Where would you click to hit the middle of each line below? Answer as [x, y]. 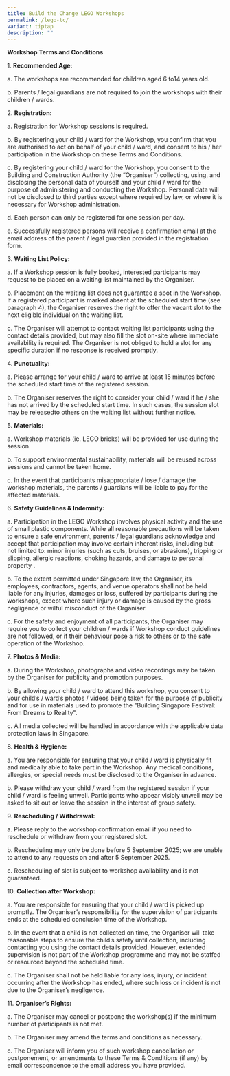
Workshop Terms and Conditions [55, 52]
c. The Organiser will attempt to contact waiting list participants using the [111, 329]
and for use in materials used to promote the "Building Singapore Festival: [111, 705]
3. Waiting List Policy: [38, 259]
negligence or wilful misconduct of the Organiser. [77, 608]
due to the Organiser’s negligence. [56, 990]
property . [21, 566]
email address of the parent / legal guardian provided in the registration [108, 238]
